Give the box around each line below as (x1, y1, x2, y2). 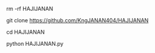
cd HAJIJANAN (6, 28, 45, 36)
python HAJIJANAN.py (6, 40, 64, 47)
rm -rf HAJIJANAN (6, 5, 53, 12)
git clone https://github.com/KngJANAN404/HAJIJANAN (6, 17, 149, 23)
